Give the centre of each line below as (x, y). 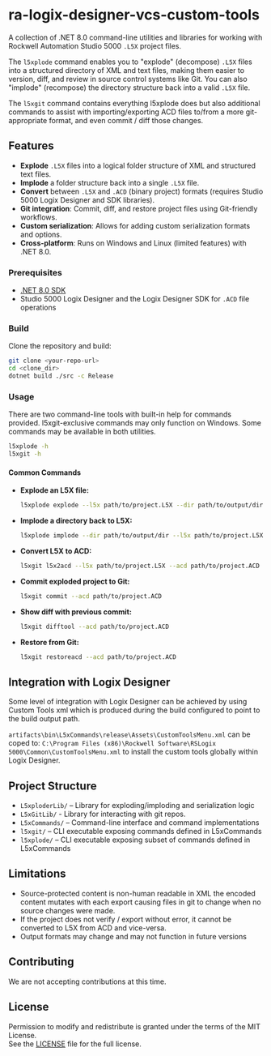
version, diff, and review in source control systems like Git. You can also (128, 79)
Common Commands (45, 472)
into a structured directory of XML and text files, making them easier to (127, 70)
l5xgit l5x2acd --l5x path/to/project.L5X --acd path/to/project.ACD (140, 566)
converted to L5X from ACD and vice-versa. (93, 928)
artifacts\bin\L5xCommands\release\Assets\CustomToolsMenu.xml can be (129, 734)
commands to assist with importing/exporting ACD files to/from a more (126, 112)
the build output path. (44, 719)
